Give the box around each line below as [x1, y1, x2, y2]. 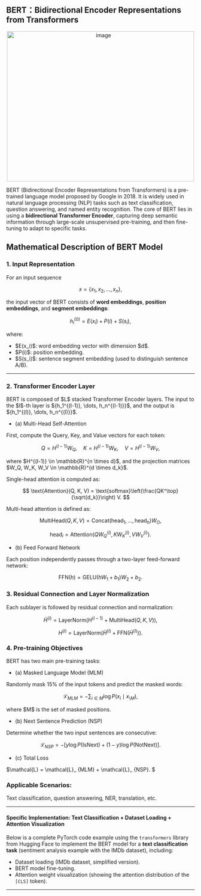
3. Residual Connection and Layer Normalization [6, 590, 150, 599]
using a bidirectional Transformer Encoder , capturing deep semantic [6, 212, 178, 219]
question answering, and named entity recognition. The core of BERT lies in [6, 206, 193, 213]
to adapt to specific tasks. [23, 224, 87, 232]
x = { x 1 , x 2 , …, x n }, [78, 285, 123, 294]
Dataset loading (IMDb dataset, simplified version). [14, 858, 141, 865]
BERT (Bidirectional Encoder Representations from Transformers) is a [6, 186, 177, 194]
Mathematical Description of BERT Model [6, 242, 163, 252]
